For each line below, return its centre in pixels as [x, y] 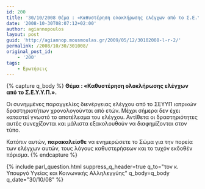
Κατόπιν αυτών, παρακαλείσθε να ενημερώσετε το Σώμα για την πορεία [100, 142]
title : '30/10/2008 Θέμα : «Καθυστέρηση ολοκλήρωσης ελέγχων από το [95, 18]
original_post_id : [30, 52]
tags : [13, 63]
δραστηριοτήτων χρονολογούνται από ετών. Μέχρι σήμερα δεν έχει [93, 111]
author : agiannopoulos [35, 29]
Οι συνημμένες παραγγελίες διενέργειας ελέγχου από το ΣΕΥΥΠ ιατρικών [102, 104]
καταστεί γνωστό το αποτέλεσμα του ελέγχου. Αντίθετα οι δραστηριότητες [102, 117]
